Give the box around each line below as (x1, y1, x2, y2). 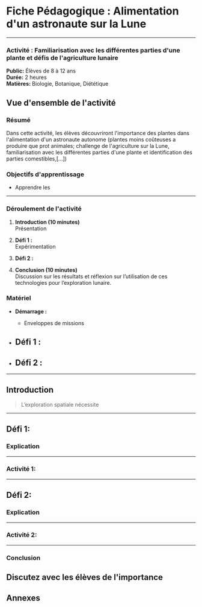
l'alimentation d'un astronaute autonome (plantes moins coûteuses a (6, 136, 176, 143)
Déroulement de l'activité (6, 205, 82, 213)
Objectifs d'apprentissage (6, 170, 84, 179)
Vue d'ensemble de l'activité (6, 98, 116, 108)
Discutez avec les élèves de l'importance (6, 572, 164, 583)
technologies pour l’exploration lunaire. (14, 279, 112, 286)
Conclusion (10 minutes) (14, 266, 78, 273)
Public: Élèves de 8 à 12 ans (6, 68, 76, 75)
